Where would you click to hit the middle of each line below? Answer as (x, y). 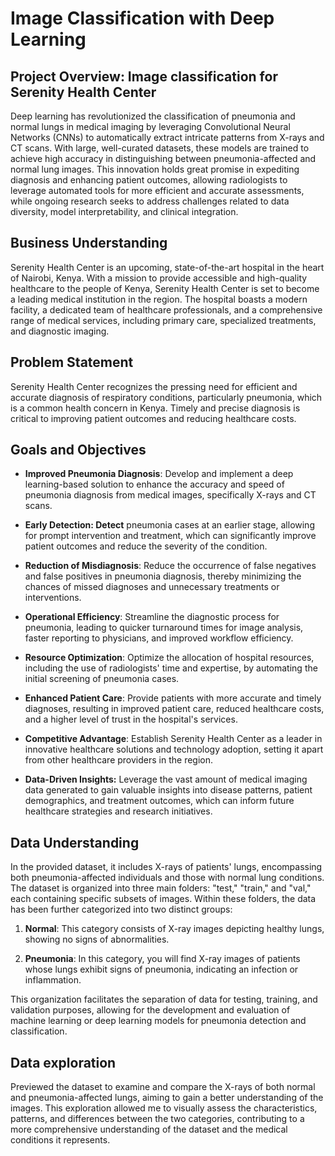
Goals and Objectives (78, 450)
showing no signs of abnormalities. (97, 939)
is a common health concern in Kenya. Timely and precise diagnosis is (155, 408)
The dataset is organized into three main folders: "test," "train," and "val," (161, 888)
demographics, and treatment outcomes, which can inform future (159, 801)
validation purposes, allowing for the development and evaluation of (150, 1010)
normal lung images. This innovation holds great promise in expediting (155, 169)
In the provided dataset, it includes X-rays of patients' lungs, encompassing (166, 867)
